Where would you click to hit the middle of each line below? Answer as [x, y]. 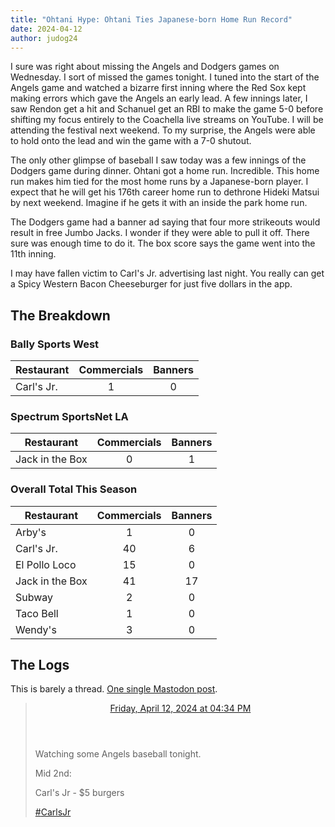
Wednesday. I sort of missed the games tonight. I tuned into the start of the [165, 77]
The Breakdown [60, 315]
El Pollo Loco [46, 564]
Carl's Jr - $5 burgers [79, 793]
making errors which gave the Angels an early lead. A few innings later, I [159, 98]
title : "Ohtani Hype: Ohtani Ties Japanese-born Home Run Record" [151, 19]
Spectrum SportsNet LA [69, 416]
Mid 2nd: [53, 773]
